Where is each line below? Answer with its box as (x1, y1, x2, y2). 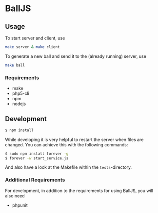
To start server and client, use (5, 35, 65, 41)
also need (5, 193, 25, 198)
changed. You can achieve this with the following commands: (5, 142, 128, 147)
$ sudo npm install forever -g (5, 151, 69, 156)
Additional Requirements (5, 177, 65, 183)
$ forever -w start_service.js (5, 156, 69, 160)
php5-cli (12, 90, 29, 96)
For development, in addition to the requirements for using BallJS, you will (5, 188, 154, 194)
